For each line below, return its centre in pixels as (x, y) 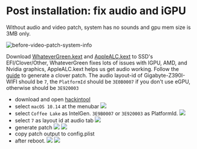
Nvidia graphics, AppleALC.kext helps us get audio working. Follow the (93, 69)
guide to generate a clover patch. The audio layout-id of (74, 75)
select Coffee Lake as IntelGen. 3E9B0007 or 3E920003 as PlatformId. (96, 113)
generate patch (33, 127)
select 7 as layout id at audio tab (54, 120)
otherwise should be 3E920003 (42, 88)
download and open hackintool (53, 99)
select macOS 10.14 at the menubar (57, 106)
